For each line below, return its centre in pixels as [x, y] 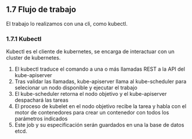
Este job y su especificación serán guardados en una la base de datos [99, 125]
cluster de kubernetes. [33, 58]
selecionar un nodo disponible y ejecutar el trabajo [76, 88]
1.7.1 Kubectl [24, 39]
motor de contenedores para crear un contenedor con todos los [92, 113]
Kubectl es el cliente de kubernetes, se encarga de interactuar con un [90, 51]
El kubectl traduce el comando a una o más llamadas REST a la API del [100, 69]
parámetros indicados [41, 119]
